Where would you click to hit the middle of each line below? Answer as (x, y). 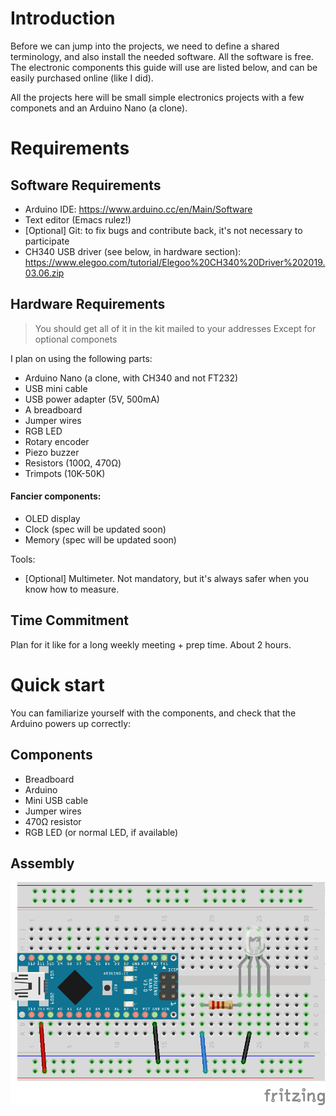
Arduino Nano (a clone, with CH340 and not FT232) (131, 378)
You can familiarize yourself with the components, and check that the (153, 713)
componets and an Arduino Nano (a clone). (99, 108)
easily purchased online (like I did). (82, 78)
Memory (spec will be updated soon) (100, 539)
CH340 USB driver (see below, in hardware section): (133, 251)
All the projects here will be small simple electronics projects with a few (157, 97)
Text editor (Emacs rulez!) (78, 219)
